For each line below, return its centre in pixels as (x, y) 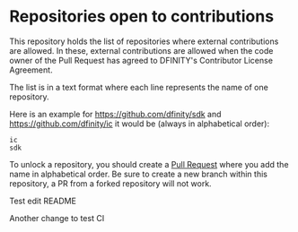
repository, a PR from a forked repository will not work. (111, 183)
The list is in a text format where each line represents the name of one (139, 87)
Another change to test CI (57, 218)
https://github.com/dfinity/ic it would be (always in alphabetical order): (140, 124)
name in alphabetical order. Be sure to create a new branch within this (138, 174)
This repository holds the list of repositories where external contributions (144, 41)
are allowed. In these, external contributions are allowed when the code (141, 50)
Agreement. (31, 70)
